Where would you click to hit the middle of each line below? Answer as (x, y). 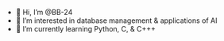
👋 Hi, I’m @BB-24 (44, 12)
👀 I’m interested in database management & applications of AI (116, 20)
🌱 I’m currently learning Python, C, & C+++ (86, 29)
